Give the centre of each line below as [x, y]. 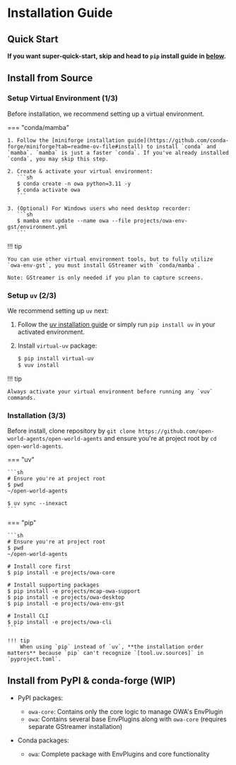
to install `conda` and [181, 146]
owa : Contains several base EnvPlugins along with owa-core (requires [128, 719]
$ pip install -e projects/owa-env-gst [66, 604]
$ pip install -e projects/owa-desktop [66, 598]
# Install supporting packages [53, 585]
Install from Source [50, 78]
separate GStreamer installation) [75, 726]
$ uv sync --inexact [38, 504]
